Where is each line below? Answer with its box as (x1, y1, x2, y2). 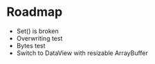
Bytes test (16, 41, 46, 50)
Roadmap (6, 4, 63, 20)
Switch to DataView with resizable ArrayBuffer (16, 49, 148, 57)
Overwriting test (16, 34, 63, 42)
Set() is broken (16, 27, 60, 35)
